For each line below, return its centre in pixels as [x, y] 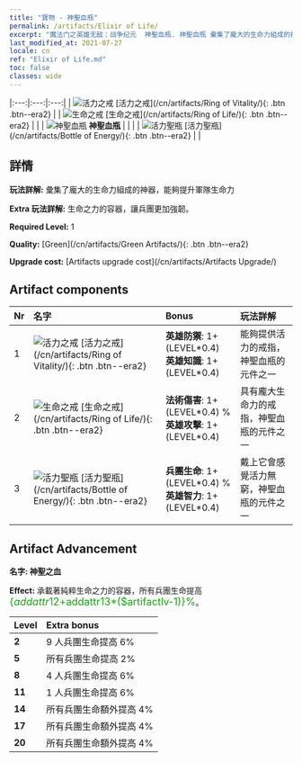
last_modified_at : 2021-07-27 [66, 43]
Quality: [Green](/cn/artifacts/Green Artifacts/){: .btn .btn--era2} [129, 244]
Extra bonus [73, 625]
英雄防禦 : [185, 336]
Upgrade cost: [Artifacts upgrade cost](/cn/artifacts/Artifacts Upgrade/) [143, 261]
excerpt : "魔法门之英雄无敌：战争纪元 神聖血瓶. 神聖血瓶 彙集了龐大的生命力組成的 [150, 34]
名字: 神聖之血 [35, 571]
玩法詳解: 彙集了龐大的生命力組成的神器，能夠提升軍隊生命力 [122, 189]
